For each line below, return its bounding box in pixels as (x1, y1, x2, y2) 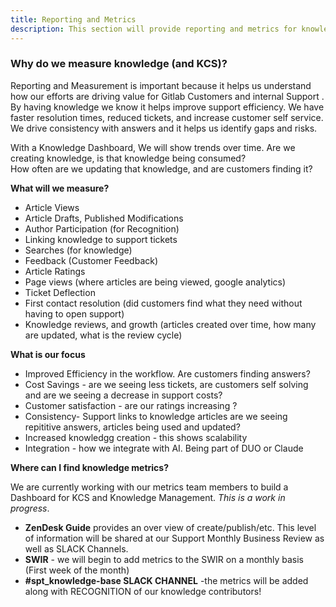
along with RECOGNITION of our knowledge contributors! (24, 585, 262, 597)
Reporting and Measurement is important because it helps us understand (10, 79, 312, 91)
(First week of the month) (24, 564, 130, 576)
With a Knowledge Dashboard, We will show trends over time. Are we (10, 141, 296, 153)
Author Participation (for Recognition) (24, 222, 180, 235)
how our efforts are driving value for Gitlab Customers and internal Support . (10, 90, 325, 102)
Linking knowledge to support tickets (24, 233, 178, 245)
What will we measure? (10, 182, 110, 194)
